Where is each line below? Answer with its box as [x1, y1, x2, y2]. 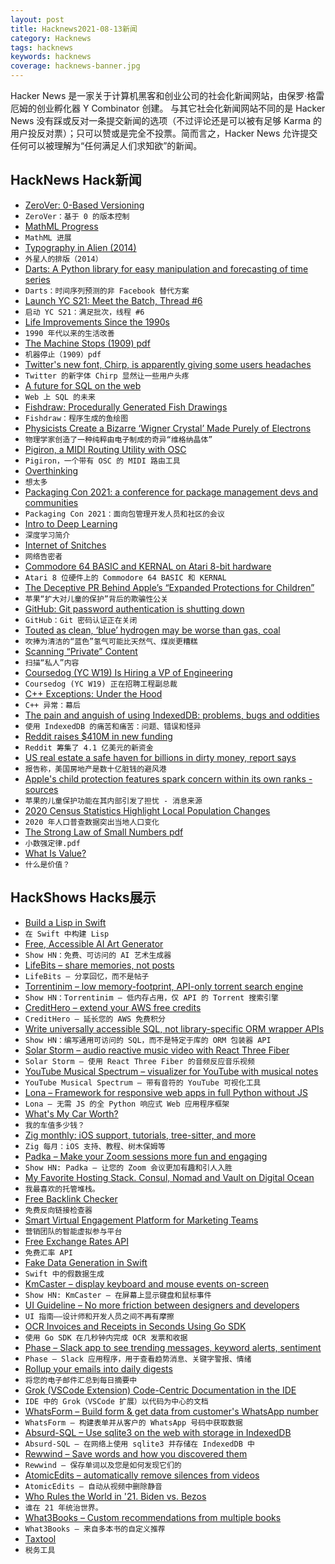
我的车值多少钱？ [24, 1120, 85, 1130]
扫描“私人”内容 [24, 657, 80, 668]
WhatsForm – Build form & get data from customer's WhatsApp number [24, 1405, 319, 1417]
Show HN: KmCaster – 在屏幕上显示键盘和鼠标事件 [24, 1290, 212, 1300]
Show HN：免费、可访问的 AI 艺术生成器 [24, 950, 172, 960]
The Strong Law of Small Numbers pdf [24, 826, 184, 838]
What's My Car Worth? [24, 1107, 119, 1120]
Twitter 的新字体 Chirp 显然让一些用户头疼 [24, 371, 190, 381]
